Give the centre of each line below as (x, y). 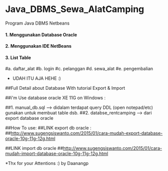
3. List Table (18, 57)
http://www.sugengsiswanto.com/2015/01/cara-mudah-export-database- (87, 133)
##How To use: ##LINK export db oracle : (48, 128)
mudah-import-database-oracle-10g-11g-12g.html (57, 153)
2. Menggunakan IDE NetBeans (38, 46)
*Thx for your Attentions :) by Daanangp (47, 163)
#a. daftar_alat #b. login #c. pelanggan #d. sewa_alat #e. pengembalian (79, 69)
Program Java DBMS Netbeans (37, 23)
